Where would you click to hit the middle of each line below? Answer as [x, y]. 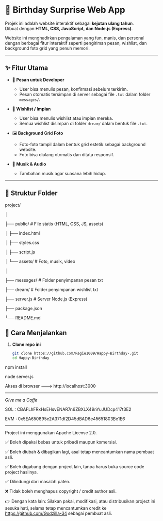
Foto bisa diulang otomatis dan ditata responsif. [67, 154]
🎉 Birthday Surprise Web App [65, 10]
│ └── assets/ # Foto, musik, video [40, 261]
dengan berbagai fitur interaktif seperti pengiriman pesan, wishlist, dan [76, 43]
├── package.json [24, 308]
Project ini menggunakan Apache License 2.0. [51, 433]
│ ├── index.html [23, 233]
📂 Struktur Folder [31, 193]
